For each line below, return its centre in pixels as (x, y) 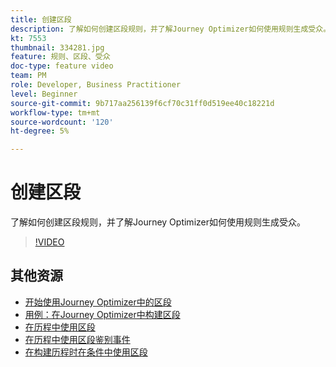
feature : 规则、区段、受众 (60, 57)
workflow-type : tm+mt (55, 112)
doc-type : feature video (62, 66)
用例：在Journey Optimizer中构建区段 (102, 314)
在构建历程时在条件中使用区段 (86, 352)
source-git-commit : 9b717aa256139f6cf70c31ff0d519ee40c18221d (142, 103)
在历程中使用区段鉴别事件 (77, 339)
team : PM (28, 76)
